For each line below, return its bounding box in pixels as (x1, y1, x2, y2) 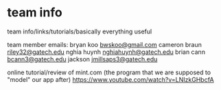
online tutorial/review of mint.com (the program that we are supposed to (7, 68, 211, 76)
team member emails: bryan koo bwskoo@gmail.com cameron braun (7, 40, 202, 48)
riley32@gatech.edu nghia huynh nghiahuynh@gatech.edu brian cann (7, 48, 206, 56)
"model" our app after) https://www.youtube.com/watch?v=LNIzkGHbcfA (7, 75, 214, 83)
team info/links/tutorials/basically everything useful (7, 27, 152, 35)
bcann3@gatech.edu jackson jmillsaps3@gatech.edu (7, 55, 158, 63)
